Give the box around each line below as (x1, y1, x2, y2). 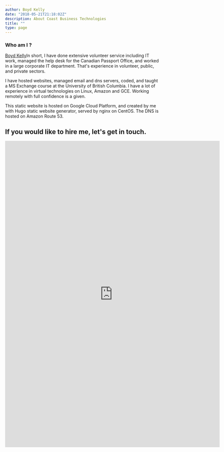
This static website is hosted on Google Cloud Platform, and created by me (5, 103, 156, 109)
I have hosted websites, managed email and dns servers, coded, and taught (5, 78, 158, 84)
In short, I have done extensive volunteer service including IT (26, 52, 149, 59)
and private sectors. (5, 68, 46, 74)
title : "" (5, 21, 25, 26)
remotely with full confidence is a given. (5, 94, 86, 100)
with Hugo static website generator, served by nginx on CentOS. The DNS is (5, 108, 159, 114)
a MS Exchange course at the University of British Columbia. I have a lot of (5, 83, 155, 89)
